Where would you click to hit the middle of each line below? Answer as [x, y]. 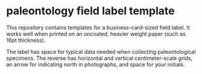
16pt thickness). [26, 40]
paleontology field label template [90, 11]
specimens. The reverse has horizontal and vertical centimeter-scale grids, [99, 58]
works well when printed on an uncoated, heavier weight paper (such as [96, 33]
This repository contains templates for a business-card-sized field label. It [98, 27]
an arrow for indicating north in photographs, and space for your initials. [96, 64]
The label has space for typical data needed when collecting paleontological [101, 51]
